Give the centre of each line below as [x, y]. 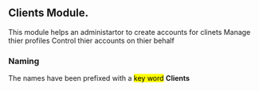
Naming [24, 61]
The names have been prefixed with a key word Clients [99, 78]
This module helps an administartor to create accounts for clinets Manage [129, 32]
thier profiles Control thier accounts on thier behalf [92, 40]
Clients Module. [49, 13]
